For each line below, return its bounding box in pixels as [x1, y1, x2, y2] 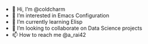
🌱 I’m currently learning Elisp [11, 18, 82, 25]
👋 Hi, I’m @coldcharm [11, 6, 66, 12]
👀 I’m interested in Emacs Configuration [11, 12, 109, 19]
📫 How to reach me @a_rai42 [11, 32, 87, 38]
